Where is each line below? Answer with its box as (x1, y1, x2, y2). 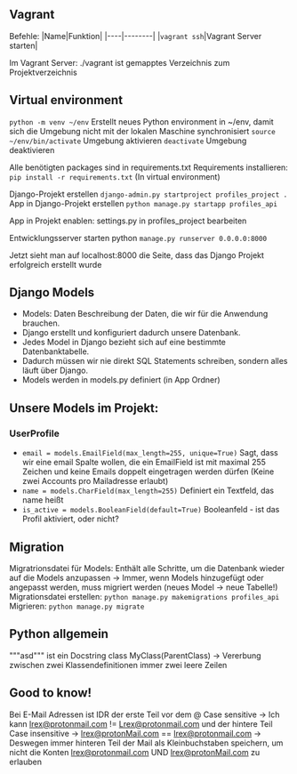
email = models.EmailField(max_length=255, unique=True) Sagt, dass (21, 447, 278, 458)
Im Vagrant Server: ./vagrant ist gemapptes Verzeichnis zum (9, 57, 230, 68)
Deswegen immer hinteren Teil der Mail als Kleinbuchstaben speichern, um (9, 738, 284, 748)
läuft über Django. (21, 365, 89, 376)
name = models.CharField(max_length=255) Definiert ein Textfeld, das (21, 485, 275, 496)
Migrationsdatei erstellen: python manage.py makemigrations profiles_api (9, 591, 280, 601)
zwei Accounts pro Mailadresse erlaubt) (21, 476, 169, 487)
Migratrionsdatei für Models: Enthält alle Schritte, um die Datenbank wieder (9, 562, 285, 573)
